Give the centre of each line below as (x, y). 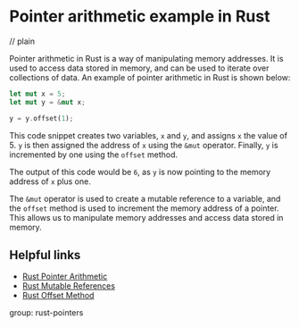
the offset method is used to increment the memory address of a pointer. (144, 208)
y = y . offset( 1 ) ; (42, 118)
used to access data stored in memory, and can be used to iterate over (139, 68)
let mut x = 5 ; (37, 94)
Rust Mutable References (69, 286)
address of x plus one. (50, 181)
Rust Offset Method (58, 296)
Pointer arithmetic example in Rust (140, 17)
